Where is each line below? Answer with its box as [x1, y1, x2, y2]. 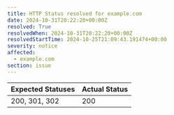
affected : [7, 49, 36, 56]
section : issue [7, 62, 52, 69]
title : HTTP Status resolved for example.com [7, 10, 142, 17]
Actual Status [81, 84, 128, 94]
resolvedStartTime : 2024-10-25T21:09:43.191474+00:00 [7, 36, 168, 43]
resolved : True [7, 23, 52, 30]
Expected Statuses [10, 84, 75, 94]
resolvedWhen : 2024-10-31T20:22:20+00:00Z [7, 29, 133, 37]
